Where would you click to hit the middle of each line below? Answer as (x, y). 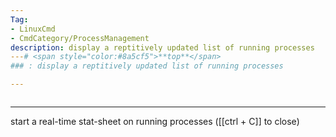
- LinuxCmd (33, 29)
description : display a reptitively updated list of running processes (162, 47)
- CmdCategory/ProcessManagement (80, 38)
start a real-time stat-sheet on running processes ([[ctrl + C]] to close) (155, 121)
